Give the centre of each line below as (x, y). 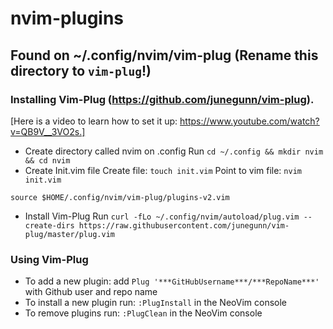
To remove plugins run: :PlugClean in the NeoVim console (143, 313)
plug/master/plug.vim (69, 234)
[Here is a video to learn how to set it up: (94, 121)
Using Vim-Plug (49, 259)
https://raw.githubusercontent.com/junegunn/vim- (184, 225)
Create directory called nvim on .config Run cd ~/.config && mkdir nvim (174, 151)
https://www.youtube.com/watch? (249, 121)
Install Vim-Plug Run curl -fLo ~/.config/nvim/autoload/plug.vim (162, 216)
